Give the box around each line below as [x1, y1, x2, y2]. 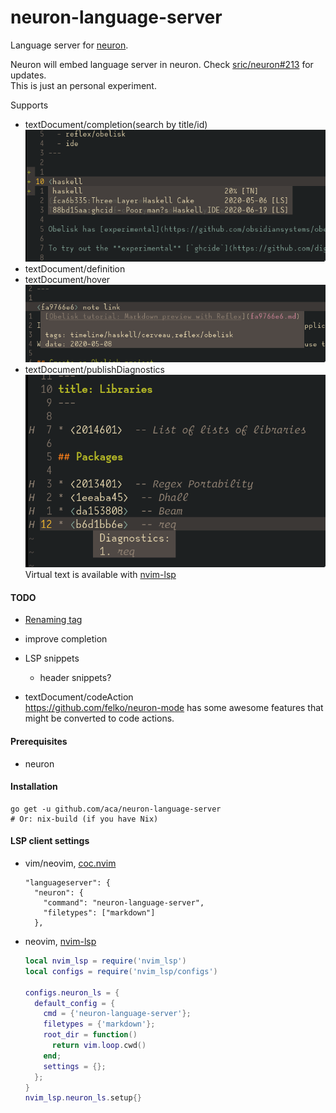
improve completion [24, 633, 108, 645]
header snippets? [39, 672, 112, 684]
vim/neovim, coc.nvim [24, 857, 117, 870]
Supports [10, 99, 49, 111]
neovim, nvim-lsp [24, 936, 97, 948]
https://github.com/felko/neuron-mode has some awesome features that [24, 702, 324, 714]
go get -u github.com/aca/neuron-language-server [10, 804, 222, 814]
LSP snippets [24, 652, 80, 665]
